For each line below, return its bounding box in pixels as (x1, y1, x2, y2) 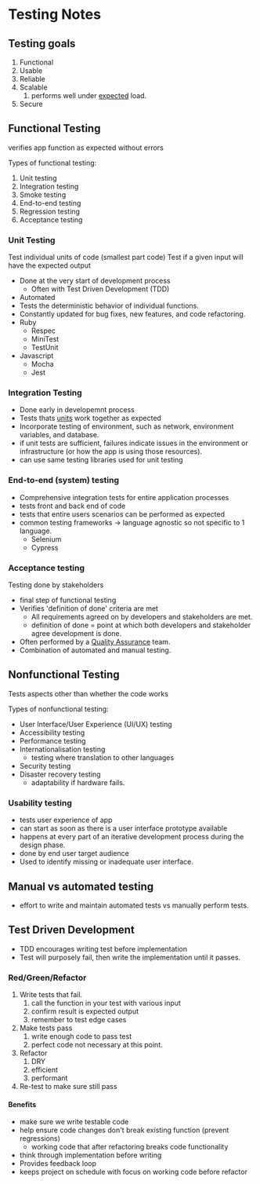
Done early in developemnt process (19, 405, 135, 415)
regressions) (19, 1134, 61, 1143)
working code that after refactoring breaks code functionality (31, 1142, 229, 1152)
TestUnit (31, 343, 59, 353)
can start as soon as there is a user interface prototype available (19, 824, 228, 833)
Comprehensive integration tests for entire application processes (19, 492, 229, 502)
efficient (31, 1065, 59, 1075)
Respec (31, 326, 56, 335)
